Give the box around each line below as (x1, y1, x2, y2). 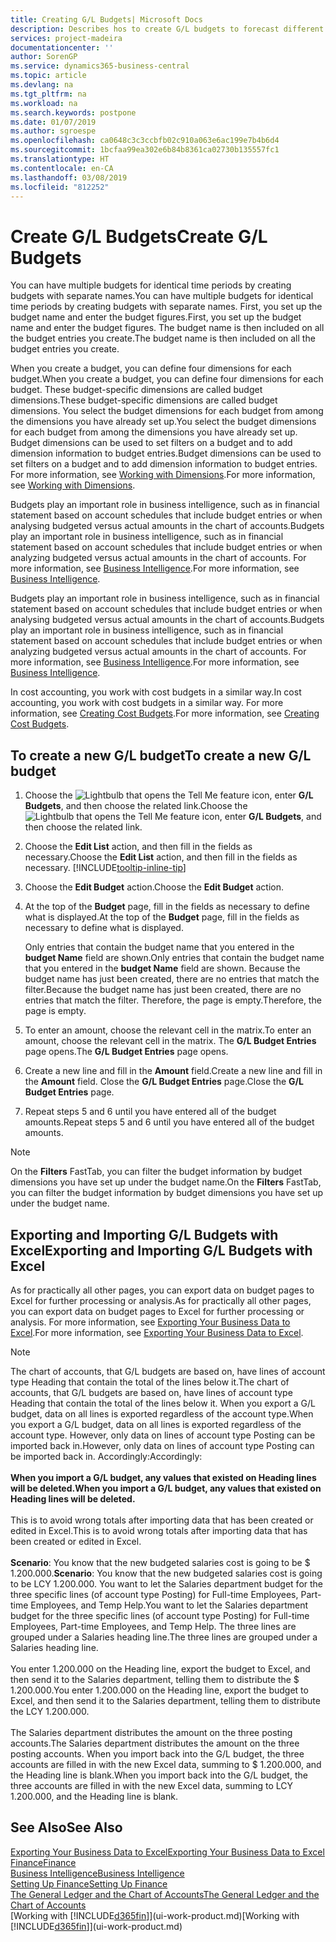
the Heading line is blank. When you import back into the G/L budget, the (10, 1769, 308, 1781)
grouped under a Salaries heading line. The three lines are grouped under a (10, 1631, 318, 1643)
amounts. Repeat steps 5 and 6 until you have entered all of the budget (24, 1116, 315, 1128)
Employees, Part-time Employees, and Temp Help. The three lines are (10, 1620, 297, 1632)
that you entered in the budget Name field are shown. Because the (24, 962, 301, 975)
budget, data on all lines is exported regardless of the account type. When (10, 1407, 314, 1420)
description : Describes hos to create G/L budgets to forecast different (10, 24, 325, 34)
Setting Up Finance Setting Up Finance (10, 1877, 168, 1890)
